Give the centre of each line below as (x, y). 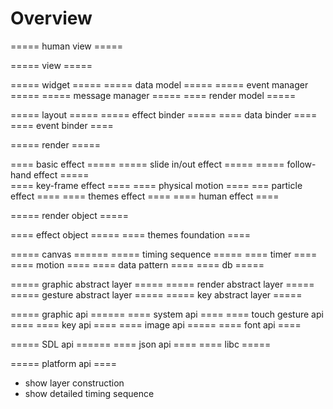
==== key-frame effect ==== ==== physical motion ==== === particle (156, 185)
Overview (51, 18)
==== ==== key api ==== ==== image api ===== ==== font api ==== (156, 324)
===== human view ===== (67, 46)
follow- (301, 164)
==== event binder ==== (62, 125)
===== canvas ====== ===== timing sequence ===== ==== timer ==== (164, 254)
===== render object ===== (70, 215)
